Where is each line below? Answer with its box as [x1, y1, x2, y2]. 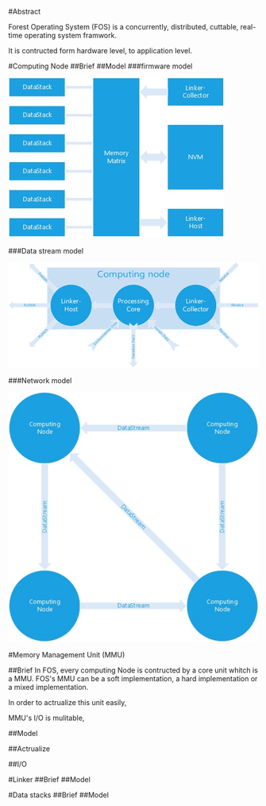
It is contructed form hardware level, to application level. [8, 46, 193, 55]
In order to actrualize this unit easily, [8, 698, 127, 707]
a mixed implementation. [8, 683, 89, 692]
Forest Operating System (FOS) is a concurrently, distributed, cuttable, [8, 22, 239, 31]
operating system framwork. [24, 31, 118, 40]
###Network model [8, 376, 72, 386]
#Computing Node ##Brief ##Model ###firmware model [8, 61, 193, 71]
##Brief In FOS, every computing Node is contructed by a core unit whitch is [8, 665, 258, 675]
